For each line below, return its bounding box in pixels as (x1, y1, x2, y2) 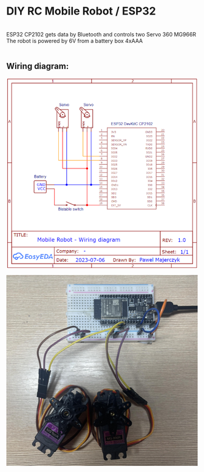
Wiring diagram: (6, 61, 69, 71)
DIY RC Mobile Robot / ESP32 (6, 4, 156, 18)
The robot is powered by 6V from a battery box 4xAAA (6, 37, 143, 44)
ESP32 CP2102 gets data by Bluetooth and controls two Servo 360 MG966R (6, 30, 196, 38)
